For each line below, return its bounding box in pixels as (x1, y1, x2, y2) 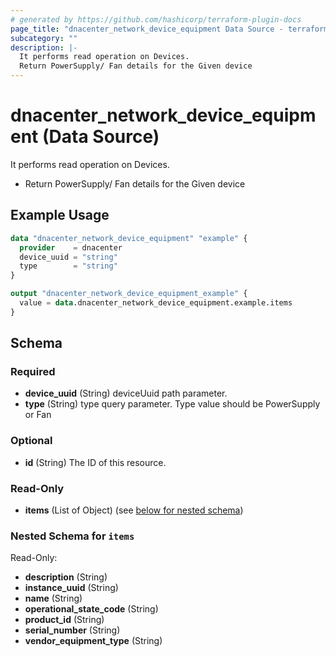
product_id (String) (24, 614, 105, 626)
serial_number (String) (24, 624, 121, 636)
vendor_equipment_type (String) (24, 635, 163, 647)
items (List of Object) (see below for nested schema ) (24, 504, 244, 516)
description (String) (24, 571, 108, 583)
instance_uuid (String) (24, 582, 119, 594)
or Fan (24, 409, 52, 421)
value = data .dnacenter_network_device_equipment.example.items (19, 298, 293, 308)
